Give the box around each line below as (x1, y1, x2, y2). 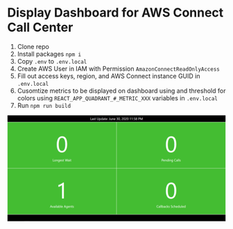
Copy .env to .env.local (17, 57, 87, 65)
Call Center (7, 19, 74, 35)
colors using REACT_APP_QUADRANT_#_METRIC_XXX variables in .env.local (17, 93, 218, 102)
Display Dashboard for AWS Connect (7, 5, 224, 21)
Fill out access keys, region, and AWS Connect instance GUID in (17, 71, 200, 80)
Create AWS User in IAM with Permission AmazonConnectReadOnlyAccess (17, 64, 221, 73)
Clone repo (17, 42, 50, 51)
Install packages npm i (17, 50, 82, 58)
